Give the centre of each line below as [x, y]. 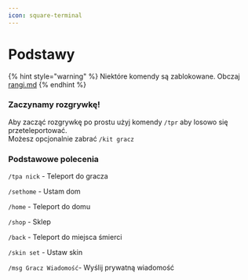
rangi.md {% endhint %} [47, 84]
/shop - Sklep [29, 222]
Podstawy [42, 54]
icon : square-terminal [45, 15]
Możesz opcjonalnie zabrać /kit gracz [71, 138]
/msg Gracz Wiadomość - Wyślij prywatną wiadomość [91, 267]
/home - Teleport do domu [49, 207]
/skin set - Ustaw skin [46, 252]
